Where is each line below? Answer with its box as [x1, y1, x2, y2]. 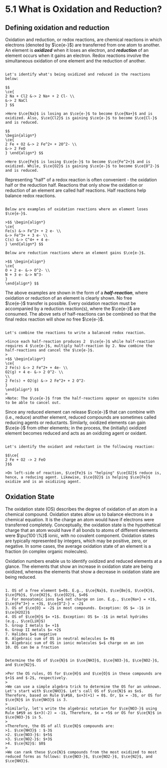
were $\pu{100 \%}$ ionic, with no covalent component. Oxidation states [5, 532, 155, 538]
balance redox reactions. [5, 193, 56, 198]
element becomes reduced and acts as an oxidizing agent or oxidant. [5, 430, 147, 436]
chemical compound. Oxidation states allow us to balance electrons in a [5, 511, 153, 517]
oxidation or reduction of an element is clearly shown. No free [5, 295, 132, 301]
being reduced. [5, 574, 36, 580]
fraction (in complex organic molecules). [5, 548, 88, 554]
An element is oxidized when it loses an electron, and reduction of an [5, 47, 149, 53]
